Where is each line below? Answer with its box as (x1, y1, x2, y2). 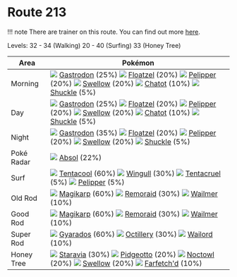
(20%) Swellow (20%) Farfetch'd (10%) (50, 258, 202, 268)
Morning (11, 78, 39, 88)
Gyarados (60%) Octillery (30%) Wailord (59, 229, 213, 239)
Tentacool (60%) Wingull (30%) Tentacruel (59, 168, 221, 178)
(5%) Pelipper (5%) (50, 177, 125, 187)
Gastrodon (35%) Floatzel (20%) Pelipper (59, 128, 217, 137)
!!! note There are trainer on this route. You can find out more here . (7, 27, 201, 36)
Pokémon (122, 58, 155, 68)
